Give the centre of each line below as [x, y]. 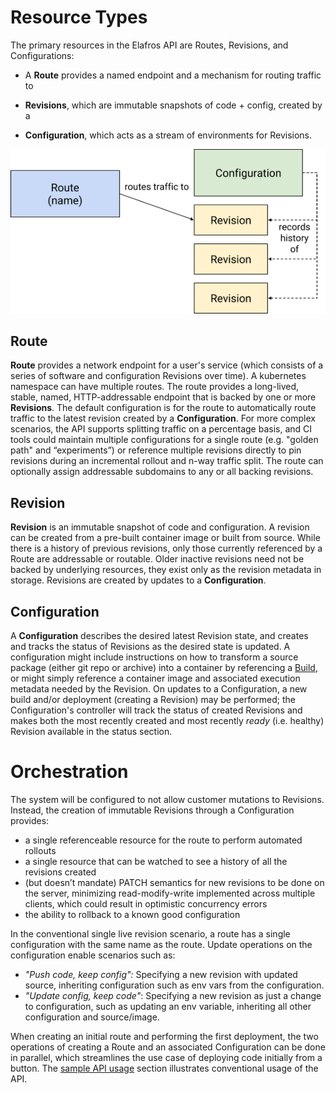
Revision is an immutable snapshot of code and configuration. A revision [160, 527]
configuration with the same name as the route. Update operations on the [161, 945]
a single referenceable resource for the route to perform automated [163, 840]
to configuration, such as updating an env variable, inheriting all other [168, 1007]
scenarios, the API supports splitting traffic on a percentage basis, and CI [161, 429]
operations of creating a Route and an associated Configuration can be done [168, 1047]
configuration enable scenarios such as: [93, 955]
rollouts [40, 851]
